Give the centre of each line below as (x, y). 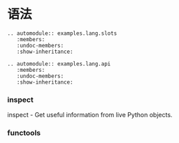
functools (24, 133)
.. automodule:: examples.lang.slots (62, 33)
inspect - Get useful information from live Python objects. (90, 115)
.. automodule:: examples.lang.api (59, 63)
